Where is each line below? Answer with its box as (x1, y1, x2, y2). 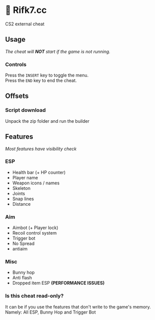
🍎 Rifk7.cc (5, 4, 47, 16)
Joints (12, 190, 25, 196)
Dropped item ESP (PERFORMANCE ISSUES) (12, 280, 105, 286)
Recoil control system (12, 230, 57, 236)
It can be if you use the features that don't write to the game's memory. (5, 304, 151, 310)
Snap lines (12, 196, 34, 202)
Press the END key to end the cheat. (5, 78, 77, 83)
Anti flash (12, 275, 32, 281)
